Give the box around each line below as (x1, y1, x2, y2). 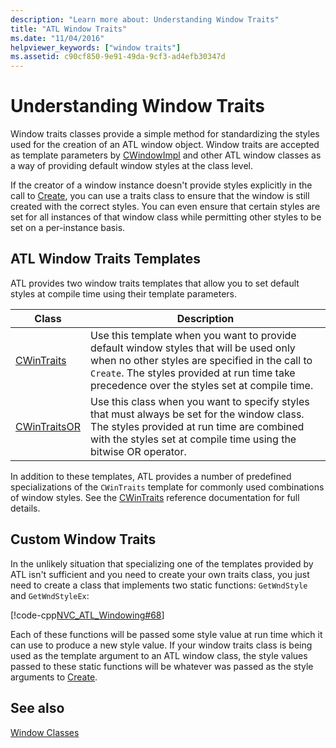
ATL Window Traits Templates (10, 251, 202, 268)
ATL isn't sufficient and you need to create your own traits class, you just (10, 568, 310, 580)
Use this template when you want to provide (90, 328, 297, 342)
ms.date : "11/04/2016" (10, 33, 105, 43)
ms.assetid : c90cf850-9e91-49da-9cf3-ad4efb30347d (10, 52, 226, 62)
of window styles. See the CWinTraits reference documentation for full (10, 491, 300, 503)
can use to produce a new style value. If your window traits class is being (10, 639, 313, 651)
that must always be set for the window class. (90, 407, 305, 421)
